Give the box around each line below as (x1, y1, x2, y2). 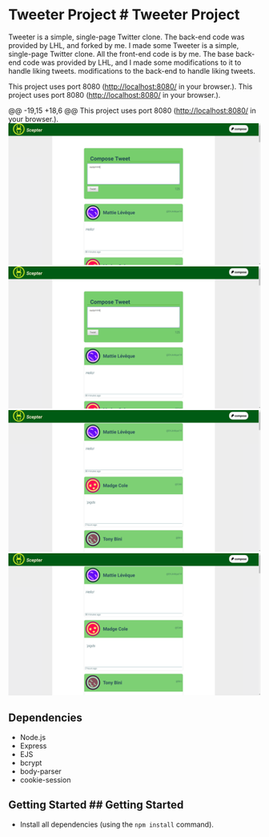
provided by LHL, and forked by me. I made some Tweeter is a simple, (8, 40, 239, 50)
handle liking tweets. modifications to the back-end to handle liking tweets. (8, 66, 256, 75)
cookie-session (19, 775, 71, 784)
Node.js (19, 732, 46, 742)
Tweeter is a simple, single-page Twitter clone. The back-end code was (8, 32, 245, 42)
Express (19, 741, 47, 750)
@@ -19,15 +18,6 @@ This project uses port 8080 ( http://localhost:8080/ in (8, 106, 256, 115)
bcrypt (19, 758, 42, 767)
